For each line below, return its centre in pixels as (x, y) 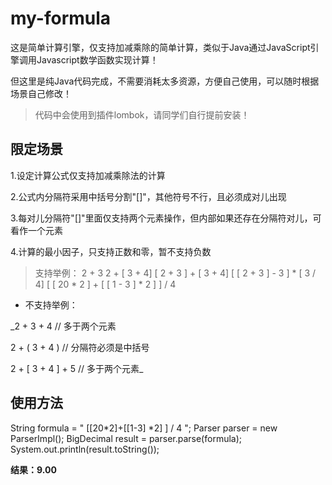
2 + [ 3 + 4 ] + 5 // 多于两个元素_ (77, 368)
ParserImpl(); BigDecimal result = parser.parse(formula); (126, 438)
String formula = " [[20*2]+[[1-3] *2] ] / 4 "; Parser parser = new (144, 428)
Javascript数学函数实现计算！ (97, 59)
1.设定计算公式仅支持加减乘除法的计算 (88, 175)
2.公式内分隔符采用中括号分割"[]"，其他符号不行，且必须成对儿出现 (148, 196)
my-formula (61, 18)
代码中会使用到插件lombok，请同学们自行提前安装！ (142, 114)
